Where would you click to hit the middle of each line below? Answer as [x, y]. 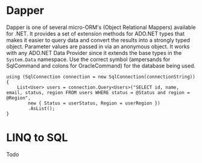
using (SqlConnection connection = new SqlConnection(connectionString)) [101, 77]
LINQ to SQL [37, 138]
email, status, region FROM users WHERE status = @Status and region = [98, 92]
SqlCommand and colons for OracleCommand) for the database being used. [101, 66]
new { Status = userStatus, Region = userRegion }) [94, 103]
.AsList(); [42, 108]
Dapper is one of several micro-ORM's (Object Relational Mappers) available [101, 27]
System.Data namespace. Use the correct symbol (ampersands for [88, 59]
